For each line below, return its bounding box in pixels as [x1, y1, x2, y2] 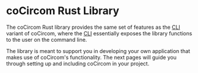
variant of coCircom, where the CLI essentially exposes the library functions [6, 29, 192, 36]
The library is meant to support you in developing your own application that [6, 47, 190, 54]
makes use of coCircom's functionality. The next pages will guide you [6, 54, 177, 61]
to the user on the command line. [6, 36, 87, 43]
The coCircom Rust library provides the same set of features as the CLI [6, 24, 180, 31]
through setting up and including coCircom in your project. [6, 60, 150, 67]
